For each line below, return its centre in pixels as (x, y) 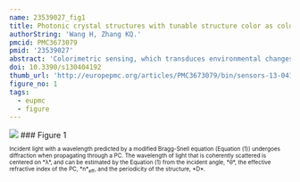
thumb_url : (29, 76)
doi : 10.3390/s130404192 (55, 68)
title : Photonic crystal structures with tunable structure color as (142, 26)
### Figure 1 (43, 136)
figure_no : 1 (33, 84)
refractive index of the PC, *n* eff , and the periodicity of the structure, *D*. (108, 170)
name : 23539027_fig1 (48, 17)
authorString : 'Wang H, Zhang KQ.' (75, 34)
